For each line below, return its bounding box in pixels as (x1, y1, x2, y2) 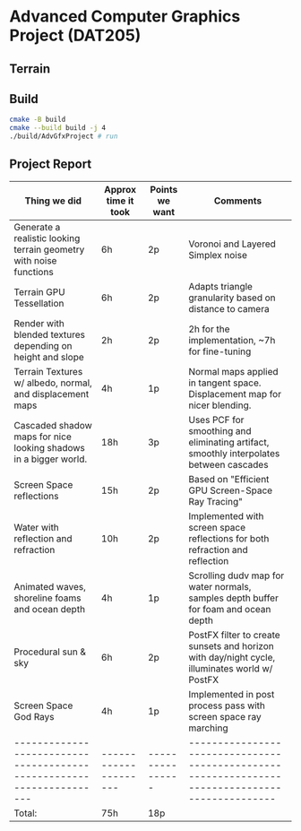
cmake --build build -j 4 (9, 124, 106, 133)
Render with (13, 316, 64, 329)
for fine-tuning (187, 345, 252, 358)
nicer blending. (187, 399, 252, 411)
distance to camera (187, 302, 271, 315)
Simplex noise (187, 248, 248, 261)
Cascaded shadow (13, 419, 92, 431)
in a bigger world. (13, 453, 88, 465)
